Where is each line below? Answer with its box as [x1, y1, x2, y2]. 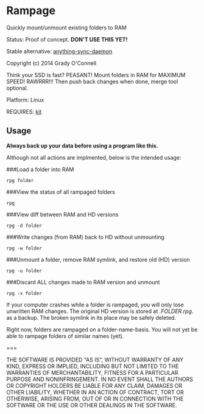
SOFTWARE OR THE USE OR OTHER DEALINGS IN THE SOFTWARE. [6, 401, 177, 408]
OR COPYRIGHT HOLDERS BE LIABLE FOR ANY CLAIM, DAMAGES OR [6, 382, 183, 389]
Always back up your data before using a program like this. [6, 142, 158, 149]
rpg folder [6, 177, 34, 183]
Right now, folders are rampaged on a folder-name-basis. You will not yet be [6, 325, 198, 333]
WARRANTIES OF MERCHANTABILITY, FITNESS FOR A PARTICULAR [6, 369, 178, 376]
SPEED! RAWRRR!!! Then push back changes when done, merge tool [6, 78, 178, 85]
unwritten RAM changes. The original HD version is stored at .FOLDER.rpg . [6, 307, 194, 315]
